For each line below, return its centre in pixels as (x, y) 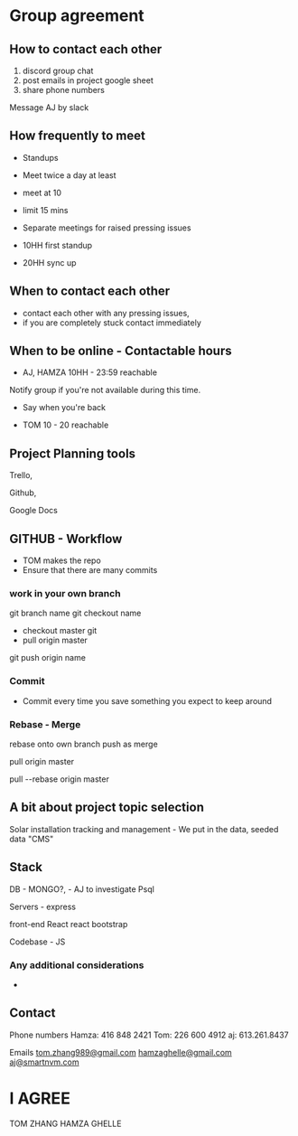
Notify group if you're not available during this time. (105, 390)
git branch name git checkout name (75, 613)
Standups (40, 157)
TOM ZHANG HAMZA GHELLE (65, 1123)
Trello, (21, 475)
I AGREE (40, 1098)
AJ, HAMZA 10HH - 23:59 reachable (90, 372)
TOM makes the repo (61, 560)
